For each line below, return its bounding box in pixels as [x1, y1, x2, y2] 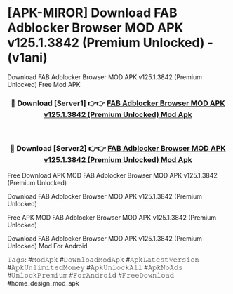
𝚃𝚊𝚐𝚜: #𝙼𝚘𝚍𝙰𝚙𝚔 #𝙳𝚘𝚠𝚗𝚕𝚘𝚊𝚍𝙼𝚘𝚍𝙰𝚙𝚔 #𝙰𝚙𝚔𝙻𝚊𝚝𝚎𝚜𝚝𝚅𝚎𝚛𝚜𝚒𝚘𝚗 [7, 255, 200, 264]
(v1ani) [7, 50, 48, 66]
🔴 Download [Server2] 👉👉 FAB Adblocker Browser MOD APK [10, 144, 226, 154]
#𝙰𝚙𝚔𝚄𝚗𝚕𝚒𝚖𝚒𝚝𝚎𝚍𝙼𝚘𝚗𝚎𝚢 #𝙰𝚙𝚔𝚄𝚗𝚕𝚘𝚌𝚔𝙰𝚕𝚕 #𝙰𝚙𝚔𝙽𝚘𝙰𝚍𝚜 [7, 263, 183, 272]
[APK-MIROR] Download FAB [7, 5, 178, 21]
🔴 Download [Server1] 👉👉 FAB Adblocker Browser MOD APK [10, 98, 226, 108]
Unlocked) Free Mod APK [7, 80, 81, 88]
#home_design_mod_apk [7, 279, 79, 287]
